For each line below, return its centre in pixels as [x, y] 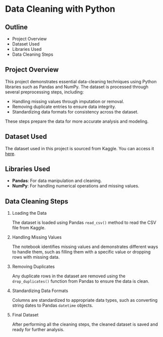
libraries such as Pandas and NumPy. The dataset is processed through [77, 87]
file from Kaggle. [29, 228]
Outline [16, 27]
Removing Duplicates [33, 267]
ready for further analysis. [38, 330]
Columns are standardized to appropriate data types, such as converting [85, 300]
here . [10, 154]
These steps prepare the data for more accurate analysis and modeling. [77, 121]
